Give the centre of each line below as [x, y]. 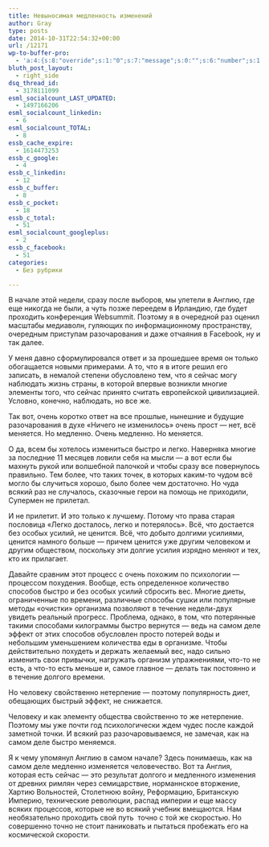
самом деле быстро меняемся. [62, 742]
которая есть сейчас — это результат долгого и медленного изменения [132, 775]
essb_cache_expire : [41, 143]
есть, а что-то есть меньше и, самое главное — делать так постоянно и [132, 668]
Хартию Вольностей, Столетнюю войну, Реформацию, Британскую [124, 792]
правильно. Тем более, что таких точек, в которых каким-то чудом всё [130, 475]
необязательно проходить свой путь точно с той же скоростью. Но [125, 818]
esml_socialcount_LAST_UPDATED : [62, 98]
